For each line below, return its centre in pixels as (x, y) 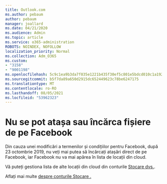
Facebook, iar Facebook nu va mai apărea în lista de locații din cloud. (76, 157)
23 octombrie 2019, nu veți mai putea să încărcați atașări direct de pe (76, 152)
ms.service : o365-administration (40, 42)
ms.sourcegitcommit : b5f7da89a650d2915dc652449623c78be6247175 (72, 79)
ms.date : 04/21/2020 (27, 28)
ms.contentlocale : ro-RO (31, 88)
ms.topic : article (24, 38)
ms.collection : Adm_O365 (31, 56)
